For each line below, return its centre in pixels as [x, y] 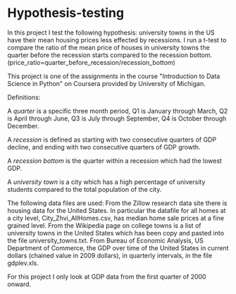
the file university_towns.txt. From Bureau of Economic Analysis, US [106, 240]
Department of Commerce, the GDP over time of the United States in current [118, 247]
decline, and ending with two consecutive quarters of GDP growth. [104, 147]
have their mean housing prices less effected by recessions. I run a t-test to [117, 39]
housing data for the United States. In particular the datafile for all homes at [117, 210]
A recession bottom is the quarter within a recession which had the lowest [114, 161]
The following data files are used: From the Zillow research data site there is [117, 203]
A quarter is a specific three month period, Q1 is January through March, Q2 [118, 111]
